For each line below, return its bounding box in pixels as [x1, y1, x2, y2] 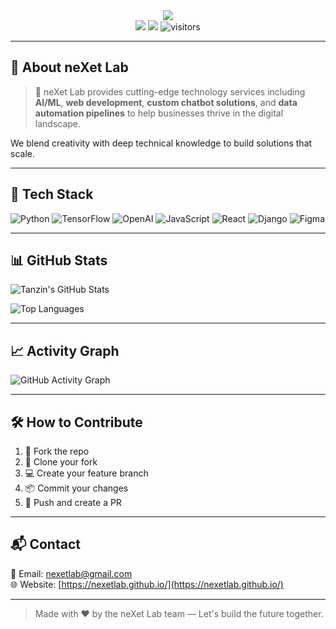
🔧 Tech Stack [10, 186, 94, 203]
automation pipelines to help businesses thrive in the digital [34, 107, 284, 119]
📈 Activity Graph [10, 342, 120, 359]
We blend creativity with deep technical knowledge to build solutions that [10, 137, 313, 149]
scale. [10, 147, 35, 159]
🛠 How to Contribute [10, 414, 143, 431]
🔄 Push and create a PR [24, 497, 122, 509]
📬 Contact [10, 536, 81, 553]
